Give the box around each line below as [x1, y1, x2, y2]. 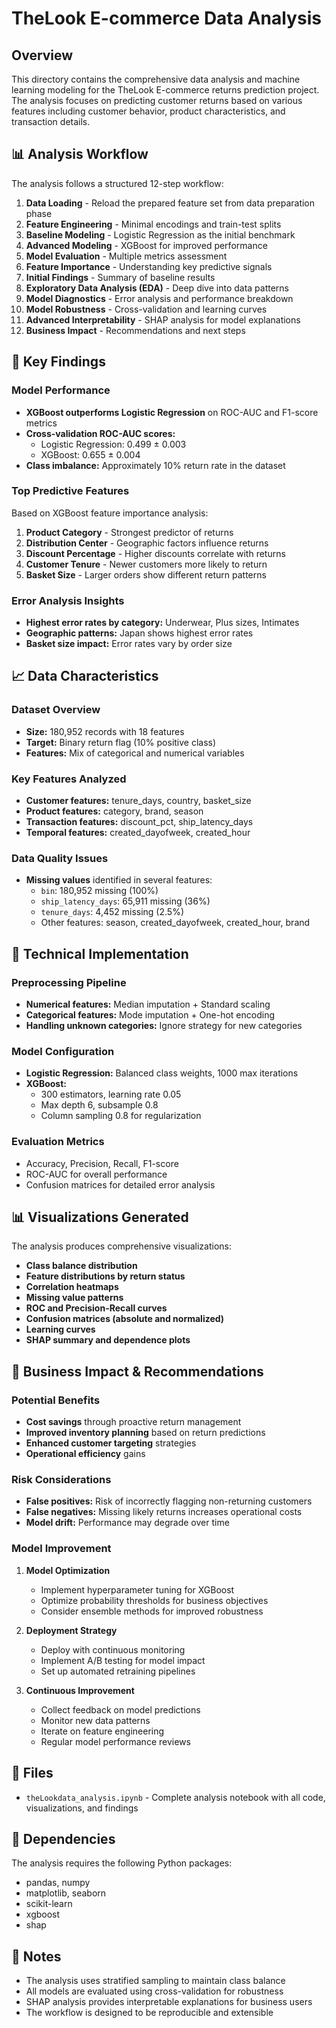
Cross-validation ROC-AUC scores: [25, 427, 176, 439]
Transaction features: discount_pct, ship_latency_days [25, 816, 254, 828]
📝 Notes [11, 1948, 62, 1965]
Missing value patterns [25, 1292, 124, 1304]
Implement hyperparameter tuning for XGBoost [40, 1583, 235, 1596]
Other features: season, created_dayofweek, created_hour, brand [40, 917, 311, 929]
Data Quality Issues [11, 852, 109, 865]
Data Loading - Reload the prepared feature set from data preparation [25, 197, 316, 209]
